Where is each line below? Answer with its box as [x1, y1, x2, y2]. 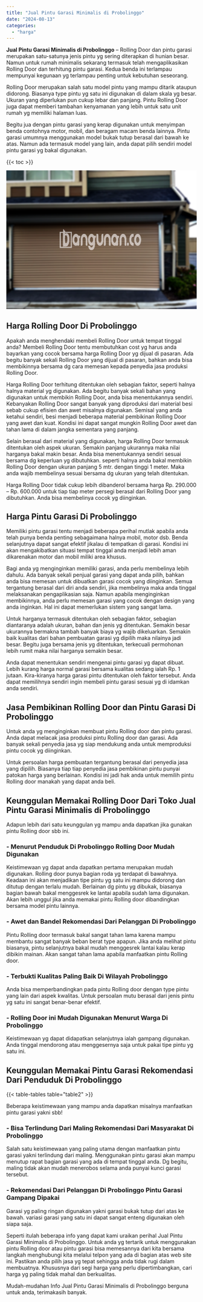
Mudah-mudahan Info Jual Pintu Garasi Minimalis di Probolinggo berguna [6, 1282, 189, 1289]
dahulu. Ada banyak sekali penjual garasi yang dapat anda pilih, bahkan [6, 571, 184, 578]
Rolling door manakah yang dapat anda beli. [6, 778, 116, 785]
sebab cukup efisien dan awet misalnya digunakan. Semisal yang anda [6, 406, 182, 413]
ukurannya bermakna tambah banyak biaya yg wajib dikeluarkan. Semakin [6, 628, 191, 635]
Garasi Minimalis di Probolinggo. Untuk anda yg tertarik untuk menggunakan [6, 1238, 196, 1245]
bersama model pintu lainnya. [6, 902, 80, 910]
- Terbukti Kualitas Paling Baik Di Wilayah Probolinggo [6, 972, 168, 980]
